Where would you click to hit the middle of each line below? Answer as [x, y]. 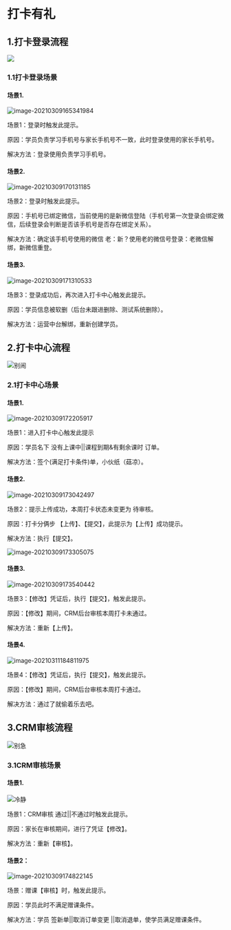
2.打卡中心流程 [39, 347]
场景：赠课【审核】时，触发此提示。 [58, 890]
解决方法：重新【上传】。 [42, 628]
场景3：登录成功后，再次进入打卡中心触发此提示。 [78, 295]
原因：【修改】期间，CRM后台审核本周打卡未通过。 [79, 613]
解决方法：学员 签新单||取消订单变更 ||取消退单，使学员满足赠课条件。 [106, 920]
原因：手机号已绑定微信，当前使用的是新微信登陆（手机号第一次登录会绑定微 [115, 216]
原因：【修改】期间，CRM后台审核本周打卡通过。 [76, 690]
